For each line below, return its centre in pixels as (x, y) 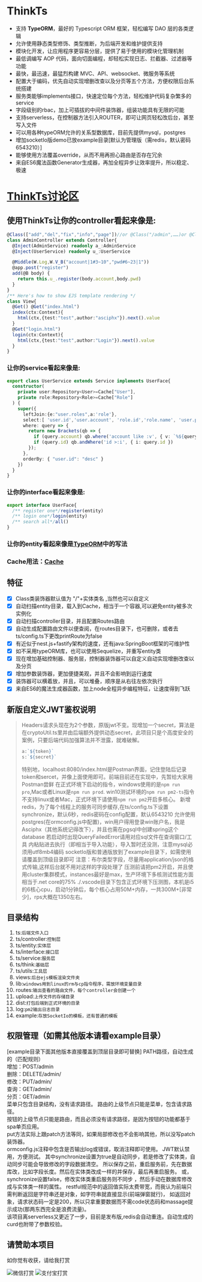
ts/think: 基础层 (32, 964)
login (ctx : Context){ (38, 334)
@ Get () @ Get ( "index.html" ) (46, 307)
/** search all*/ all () (40, 522)
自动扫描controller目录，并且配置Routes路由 (70, 621)
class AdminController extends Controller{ (62, 240)
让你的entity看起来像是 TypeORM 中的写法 (67, 543)
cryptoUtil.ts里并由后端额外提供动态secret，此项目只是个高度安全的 (110, 733)
